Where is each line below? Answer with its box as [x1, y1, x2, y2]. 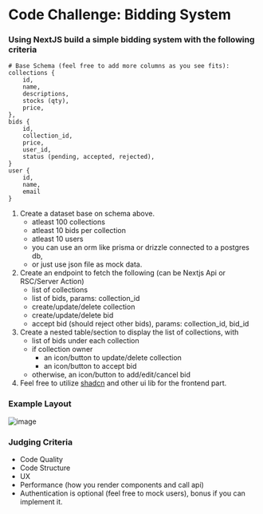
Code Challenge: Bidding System [8, 6, 231, 24]
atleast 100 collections [31, 217, 106, 227]
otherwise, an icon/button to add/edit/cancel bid [31, 370, 191, 380]
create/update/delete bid [31, 310, 114, 320]
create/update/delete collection [31, 302, 135, 312]
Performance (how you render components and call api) [19, 480, 205, 490]
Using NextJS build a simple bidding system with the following [8, 34, 255, 45]
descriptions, [22, 90, 69, 98]
